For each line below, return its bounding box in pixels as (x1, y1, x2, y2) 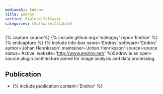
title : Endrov (5, 12, 35, 17)
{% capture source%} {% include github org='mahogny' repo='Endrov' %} (5, 35, 158, 41)
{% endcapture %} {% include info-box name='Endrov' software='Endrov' (5, 40, 158, 46)
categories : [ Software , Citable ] (5, 21, 72, 26)
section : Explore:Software (5, 16, 61, 21)
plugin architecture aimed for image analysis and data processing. (20, 55, 156, 62)
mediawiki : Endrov (5, 7, 43, 12)
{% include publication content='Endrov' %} (12, 83, 103, 89)
